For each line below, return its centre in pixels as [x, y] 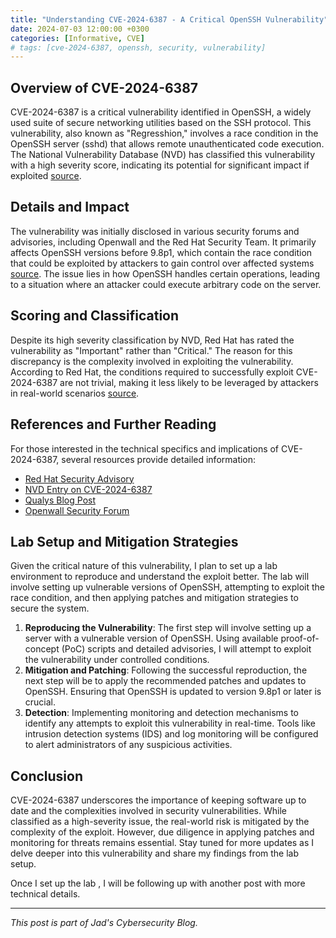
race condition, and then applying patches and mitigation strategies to [154, 598]
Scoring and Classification [95, 316]
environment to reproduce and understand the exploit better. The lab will [160, 577]
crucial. [40, 702]
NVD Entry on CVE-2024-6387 [88, 489]
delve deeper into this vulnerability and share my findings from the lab [155, 853]
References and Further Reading [113, 424]
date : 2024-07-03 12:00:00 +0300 [80, 29]
